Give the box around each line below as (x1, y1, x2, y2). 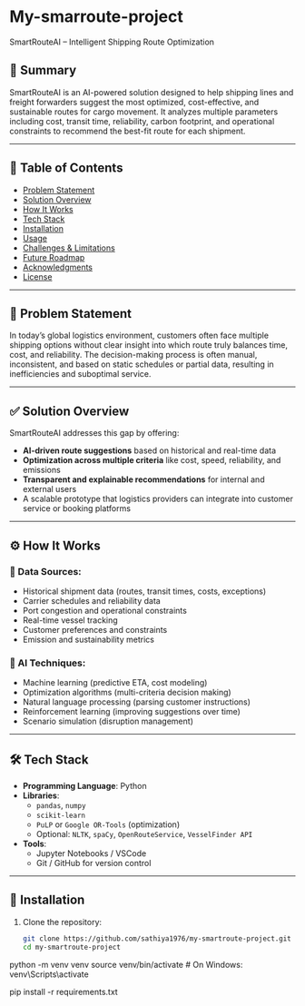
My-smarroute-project (9, 6, 183, 27)
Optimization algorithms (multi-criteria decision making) (22, 687, 231, 698)
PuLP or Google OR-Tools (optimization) (35, 819, 180, 830)
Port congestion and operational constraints (22, 605, 188, 616)
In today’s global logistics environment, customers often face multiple (9, 330, 270, 341)
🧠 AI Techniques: (9, 656, 86, 669)
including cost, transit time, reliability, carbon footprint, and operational (9, 115, 275, 126)
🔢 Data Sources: (9, 565, 82, 577)
